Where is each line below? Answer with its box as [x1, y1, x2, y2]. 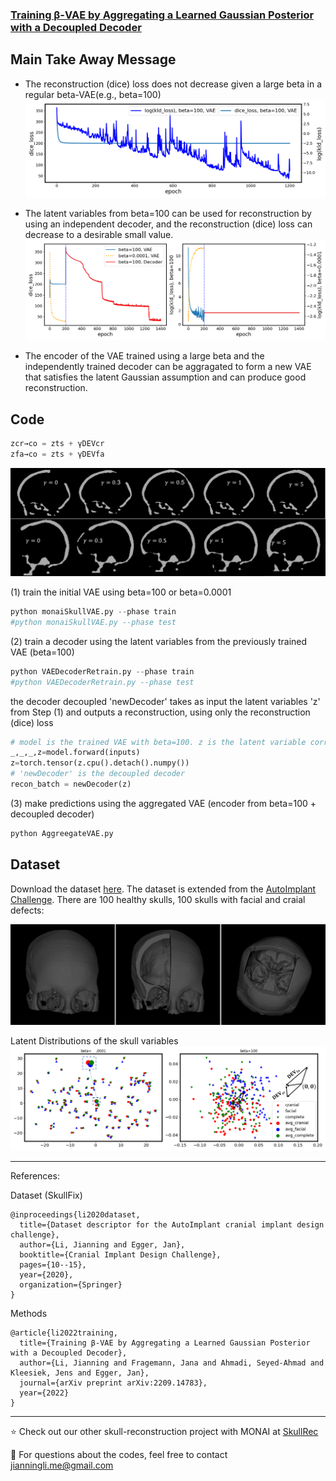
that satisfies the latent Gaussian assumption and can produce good [24, 371, 307, 383]
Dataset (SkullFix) [10, 1189, 83, 1202]
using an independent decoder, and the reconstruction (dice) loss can [24, 218, 313, 230]
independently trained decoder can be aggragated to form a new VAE [24, 361, 312, 373]
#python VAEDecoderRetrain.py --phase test [10, 677, 195, 687]
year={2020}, [19, 1270, 74, 1280]
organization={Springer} [19, 1280, 123, 1290]
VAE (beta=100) [10, 646, 75, 658]
